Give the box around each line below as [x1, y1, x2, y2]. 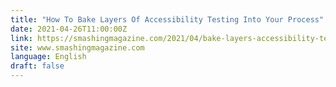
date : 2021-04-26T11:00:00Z [10, 24, 128, 34]
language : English [10, 52, 87, 62]
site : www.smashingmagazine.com [10, 42, 145, 53]
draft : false [10, 61, 65, 71]
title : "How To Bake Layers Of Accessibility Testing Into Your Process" [10, 14, 325, 25]
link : [10, 33, 33, 43]
